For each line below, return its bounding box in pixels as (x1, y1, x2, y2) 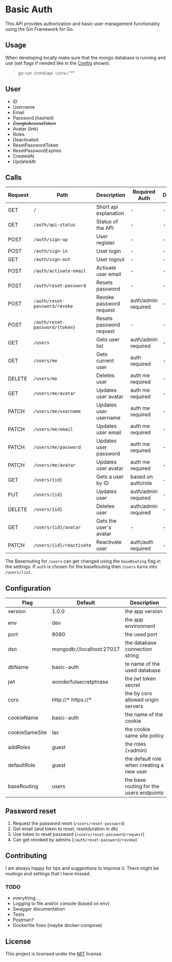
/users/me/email (33, 427, 73, 432)
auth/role (130, 479, 153, 487)
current (96, 357, 114, 365)
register (96, 239, 115, 247)
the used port (124, 631, 158, 638)
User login (96, 248, 121, 255)
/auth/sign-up (33, 237, 68, 243)
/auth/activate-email (33, 268, 86, 274)
